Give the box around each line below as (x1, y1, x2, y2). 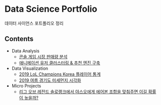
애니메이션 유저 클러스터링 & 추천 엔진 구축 (19, 60, 101, 66)
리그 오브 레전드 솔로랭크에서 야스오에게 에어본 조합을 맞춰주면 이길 (19, 88, 147, 94)
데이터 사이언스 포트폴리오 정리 (4, 20, 64, 26)
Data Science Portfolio (4, 3, 97, 15)
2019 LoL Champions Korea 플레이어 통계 (19, 71, 101, 77)
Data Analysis (11, 48, 40, 53)
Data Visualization (11, 65, 48, 71)
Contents (4, 35, 34, 43)
